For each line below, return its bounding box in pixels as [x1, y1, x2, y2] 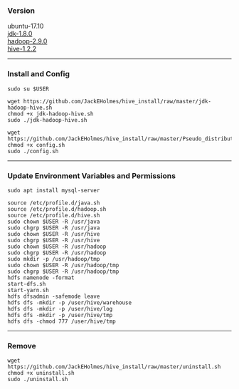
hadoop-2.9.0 [7, 37, 48, 46]
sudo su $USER [7, 85, 50, 93]
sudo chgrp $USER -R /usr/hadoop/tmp [7, 268, 119, 275]
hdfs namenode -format [7, 274, 75, 281]
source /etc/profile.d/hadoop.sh [7, 205, 107, 212]
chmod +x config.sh [7, 141, 65, 148]
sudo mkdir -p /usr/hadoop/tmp [7, 255, 100, 262]
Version [7, 6, 36, 16]
